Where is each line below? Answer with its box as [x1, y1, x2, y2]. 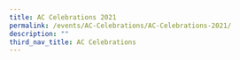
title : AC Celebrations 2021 [9, 12, 117, 22]
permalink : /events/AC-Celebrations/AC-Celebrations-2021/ [9, 21, 232, 30]
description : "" [9, 29, 69, 38]
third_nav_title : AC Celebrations [9, 37, 137, 47]
